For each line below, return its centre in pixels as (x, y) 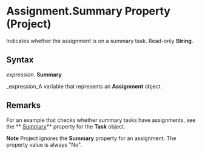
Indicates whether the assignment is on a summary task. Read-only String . (100, 41)
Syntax (20, 60)
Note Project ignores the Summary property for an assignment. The (91, 138)
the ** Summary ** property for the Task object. (66, 126)
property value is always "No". (44, 144)
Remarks (24, 105)
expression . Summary (34, 75)
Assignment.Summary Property (89, 11)
